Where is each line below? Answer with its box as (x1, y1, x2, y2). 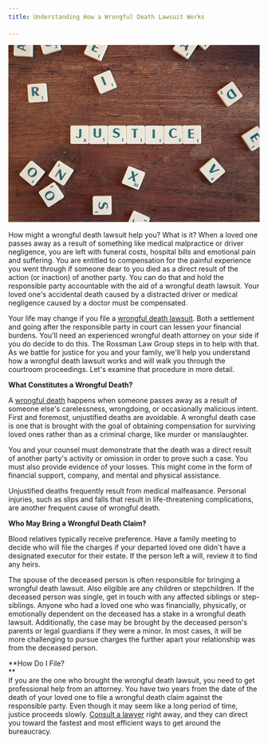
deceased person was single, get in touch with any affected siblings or (8, 592, 241, 602)
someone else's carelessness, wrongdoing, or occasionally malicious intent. (8, 404, 258, 414)
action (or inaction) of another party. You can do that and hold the (8, 272, 225, 282)
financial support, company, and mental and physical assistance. (8, 470, 222, 480)
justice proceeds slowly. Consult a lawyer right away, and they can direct (8, 709, 249, 719)
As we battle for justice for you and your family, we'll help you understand (8, 347, 250, 357)
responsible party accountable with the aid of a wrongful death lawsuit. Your (8, 281, 260, 290)
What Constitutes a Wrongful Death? (8, 380, 133, 390)
